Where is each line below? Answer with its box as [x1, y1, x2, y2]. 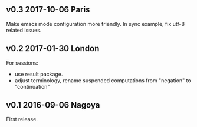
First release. [6, 116, 38, 123]
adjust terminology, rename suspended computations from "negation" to [14, 76, 191, 84]
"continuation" [14, 83, 50, 90]
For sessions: [6, 59, 39, 66]
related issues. [6, 26, 42, 34]
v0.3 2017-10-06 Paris [6, 5, 90, 15]
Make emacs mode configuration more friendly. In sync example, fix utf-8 [6, 20, 185, 27]
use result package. [14, 71, 63, 78]
